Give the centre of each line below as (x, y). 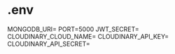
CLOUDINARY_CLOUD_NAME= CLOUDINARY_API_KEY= (88, 36)
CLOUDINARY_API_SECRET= (49, 44)
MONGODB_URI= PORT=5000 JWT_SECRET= (73, 29)
